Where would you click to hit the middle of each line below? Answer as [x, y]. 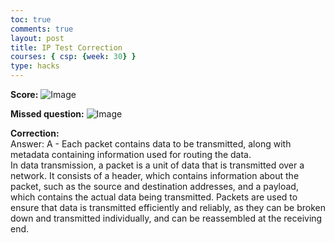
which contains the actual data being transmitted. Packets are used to [154, 197]
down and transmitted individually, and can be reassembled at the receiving [166, 218]
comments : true [42, 29]
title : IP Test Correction [66, 47]
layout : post [37, 38]
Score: [24, 94]
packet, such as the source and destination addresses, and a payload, [154, 186]
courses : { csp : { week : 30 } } [73, 57]
